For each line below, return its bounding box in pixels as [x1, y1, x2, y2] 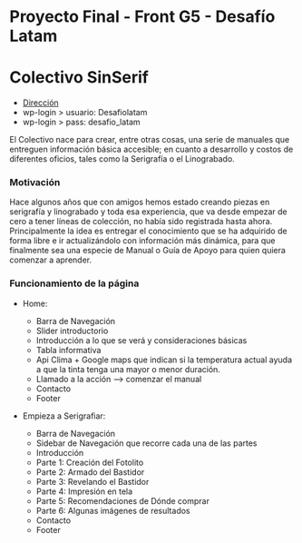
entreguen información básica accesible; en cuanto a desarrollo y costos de [9, 143, 294, 155]
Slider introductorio [35, 325, 109, 336]
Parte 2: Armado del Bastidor [35, 466, 145, 478]
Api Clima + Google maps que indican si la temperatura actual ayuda [35, 354, 293, 365]
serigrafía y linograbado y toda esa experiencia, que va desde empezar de [9, 206, 287, 217]
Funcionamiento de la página [9, 277, 140, 290]
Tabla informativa [35, 344, 102, 355]
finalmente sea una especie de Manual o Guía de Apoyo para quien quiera [9, 245, 286, 256]
